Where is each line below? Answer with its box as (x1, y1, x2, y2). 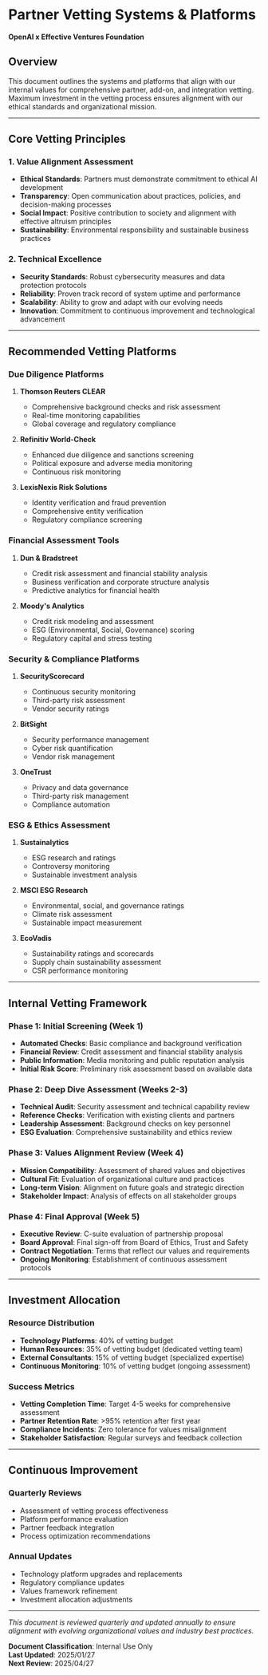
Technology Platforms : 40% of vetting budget (19, 1335, 174, 1345)
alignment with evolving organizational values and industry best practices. (8, 1626, 254, 1635)
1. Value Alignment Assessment (8, 156, 134, 168)
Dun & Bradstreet (19, 553, 78, 563)
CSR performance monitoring (31, 966, 128, 975)
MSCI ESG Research (19, 886, 89, 895)
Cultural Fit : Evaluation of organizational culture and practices (19, 1174, 225, 1183)
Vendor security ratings (31, 704, 109, 713)
